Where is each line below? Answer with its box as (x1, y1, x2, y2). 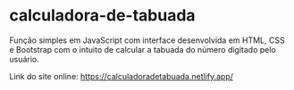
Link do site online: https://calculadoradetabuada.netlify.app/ (9, 70, 234, 81)
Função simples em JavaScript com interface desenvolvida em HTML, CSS (9, 35, 285, 45)
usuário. (9, 53, 40, 64)
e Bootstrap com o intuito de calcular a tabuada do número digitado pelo (9, 44, 277, 54)
